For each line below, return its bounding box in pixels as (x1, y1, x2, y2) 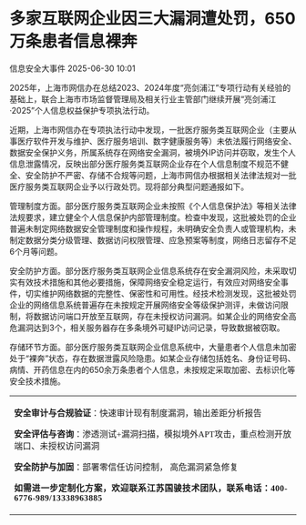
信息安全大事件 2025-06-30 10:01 (9, 63, 136, 74)
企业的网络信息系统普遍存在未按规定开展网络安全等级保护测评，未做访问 (9, 299, 280, 310)
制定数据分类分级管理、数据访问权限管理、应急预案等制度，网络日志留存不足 (9, 234, 297, 246)
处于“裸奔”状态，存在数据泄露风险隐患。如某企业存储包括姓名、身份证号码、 (9, 352, 296, 364)
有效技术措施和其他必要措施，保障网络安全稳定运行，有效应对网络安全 (16, 277, 280, 288)
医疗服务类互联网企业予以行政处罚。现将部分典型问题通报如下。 (9, 181, 249, 192)
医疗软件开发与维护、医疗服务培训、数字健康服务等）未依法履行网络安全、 (16, 136, 297, 146)
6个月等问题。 (9, 246, 63, 257)
